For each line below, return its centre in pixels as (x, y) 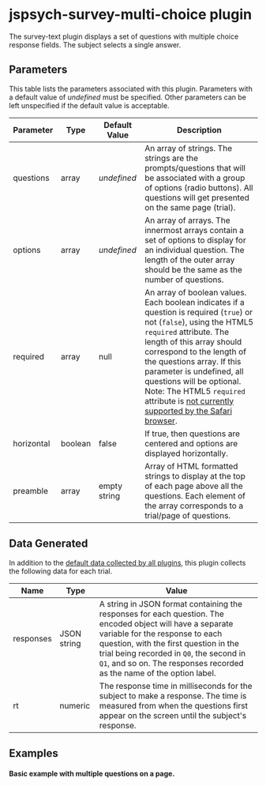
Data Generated (49, 544)
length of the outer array (189, 260)
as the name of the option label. (157, 673)
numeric (75, 705)
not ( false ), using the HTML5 (199, 322)
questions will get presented (197, 197)
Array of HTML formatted (191, 466)
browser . (161, 420)
